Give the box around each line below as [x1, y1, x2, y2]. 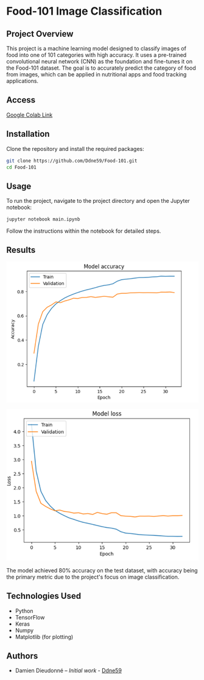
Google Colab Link [6, 111, 53, 119]
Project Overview [6, 29, 74, 39]
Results [6, 245, 36, 255]
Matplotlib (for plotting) [15, 633, 74, 640]
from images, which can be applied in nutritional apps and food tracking [6, 71, 187, 78]
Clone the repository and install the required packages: [6, 145, 144, 152]
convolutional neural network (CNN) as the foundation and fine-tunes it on [6, 58, 193, 65]
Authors [6, 651, 38, 661]
